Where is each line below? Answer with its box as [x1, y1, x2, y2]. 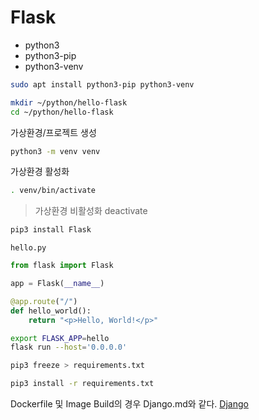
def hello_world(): [10, 306, 92, 316]
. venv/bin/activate [10, 186, 97, 196]
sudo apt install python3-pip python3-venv [10, 79, 195, 90]
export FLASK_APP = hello [10, 333, 110, 343]
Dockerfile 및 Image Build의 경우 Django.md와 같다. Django [10, 398, 249, 410]
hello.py [10, 243, 47, 253]
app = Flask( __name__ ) [10, 279, 105, 289]
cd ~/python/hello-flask [10, 107, 114, 117]
